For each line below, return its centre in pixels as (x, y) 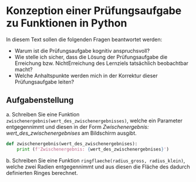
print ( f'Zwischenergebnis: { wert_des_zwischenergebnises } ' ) (93, 149)
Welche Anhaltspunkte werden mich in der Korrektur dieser (86, 75)
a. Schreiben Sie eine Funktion (43, 114)
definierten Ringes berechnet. (42, 173)
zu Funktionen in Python (67, 23)
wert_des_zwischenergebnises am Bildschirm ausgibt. (71, 133)
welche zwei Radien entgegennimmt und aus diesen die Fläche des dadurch (98, 166)
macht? (23, 69)
